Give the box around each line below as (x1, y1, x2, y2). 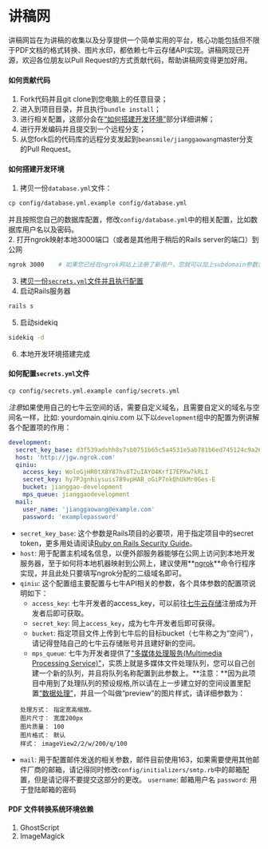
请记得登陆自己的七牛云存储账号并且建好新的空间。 (31, 638, 200, 648)
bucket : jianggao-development (22, 483, 124, 492)
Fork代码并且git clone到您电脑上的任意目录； (19, 94, 168, 104)
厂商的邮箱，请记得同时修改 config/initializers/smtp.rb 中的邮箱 (26, 764, 243, 774)
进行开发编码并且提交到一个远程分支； (19, 125, 146, 134)
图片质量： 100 (19, 723, 65, 731)
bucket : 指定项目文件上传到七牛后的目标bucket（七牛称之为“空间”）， (31, 628, 258, 638)
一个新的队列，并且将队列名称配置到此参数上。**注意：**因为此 (38, 668, 249, 678)
